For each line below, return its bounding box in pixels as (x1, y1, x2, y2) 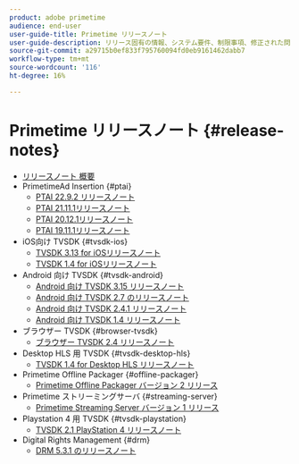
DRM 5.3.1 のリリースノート (35, 444, 137, 456)
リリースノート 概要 (21, 171, 96, 181)
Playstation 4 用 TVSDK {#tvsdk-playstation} (21, 413, 187, 424)
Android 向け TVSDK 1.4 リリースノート (35, 314, 181, 325)
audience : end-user (9, 21, 82, 30)
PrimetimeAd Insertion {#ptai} (21, 181, 132, 191)
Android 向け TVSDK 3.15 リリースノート (35, 281, 185, 291)
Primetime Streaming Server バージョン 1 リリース (35, 401, 220, 412)
